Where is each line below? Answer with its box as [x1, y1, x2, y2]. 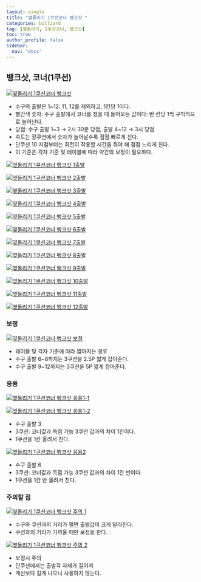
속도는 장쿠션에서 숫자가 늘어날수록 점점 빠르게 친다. [15, 133, 138, 140]
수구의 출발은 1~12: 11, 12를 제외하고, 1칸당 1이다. [15, 103, 131, 110]
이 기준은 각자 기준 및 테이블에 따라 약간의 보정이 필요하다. [15, 148, 153, 156]
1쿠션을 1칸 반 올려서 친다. [15, 476, 77, 484]
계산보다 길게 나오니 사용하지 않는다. [15, 569, 101, 577]
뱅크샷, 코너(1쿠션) [6, 72, 72, 83]
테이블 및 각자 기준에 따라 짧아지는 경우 [15, 347, 108, 355]
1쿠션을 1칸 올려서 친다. [15, 436, 70, 443]
